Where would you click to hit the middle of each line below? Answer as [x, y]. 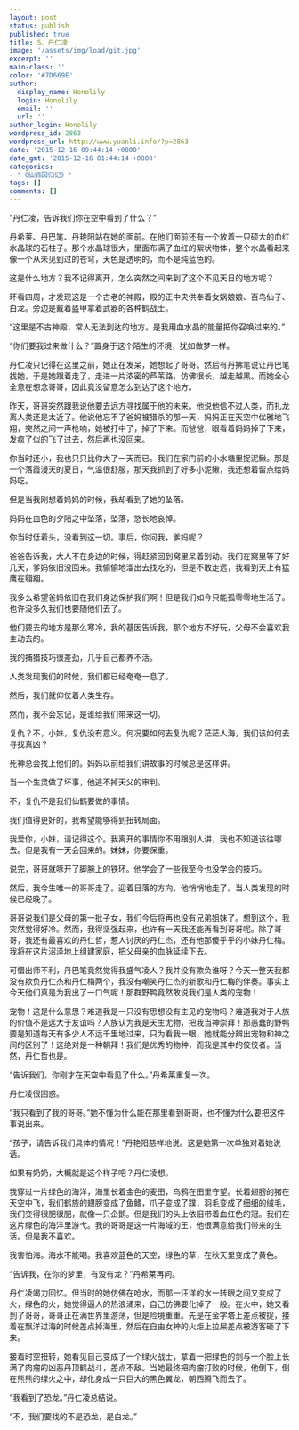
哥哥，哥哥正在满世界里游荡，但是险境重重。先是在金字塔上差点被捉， [153, 1315]
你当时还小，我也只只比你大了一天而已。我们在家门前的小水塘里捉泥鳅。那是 [149, 458]
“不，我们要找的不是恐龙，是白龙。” [73, 1416]
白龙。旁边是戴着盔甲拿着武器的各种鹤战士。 [91, 308]
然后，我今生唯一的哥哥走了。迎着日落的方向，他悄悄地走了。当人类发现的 [145, 888]
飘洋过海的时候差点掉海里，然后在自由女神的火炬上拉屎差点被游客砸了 [153, 1326]
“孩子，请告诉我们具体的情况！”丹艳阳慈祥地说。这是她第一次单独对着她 [141, 1142]
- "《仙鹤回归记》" [40, 175]
